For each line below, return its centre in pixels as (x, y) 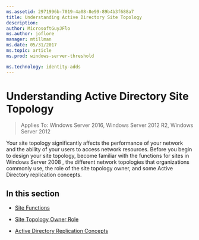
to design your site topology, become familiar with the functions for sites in (98, 156)
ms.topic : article (29, 51)
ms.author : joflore (30, 34)
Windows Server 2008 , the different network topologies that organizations (98, 162)
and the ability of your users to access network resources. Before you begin (99, 149)
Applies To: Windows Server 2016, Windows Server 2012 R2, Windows (107, 125)
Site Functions (32, 208)
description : (22, 23)
